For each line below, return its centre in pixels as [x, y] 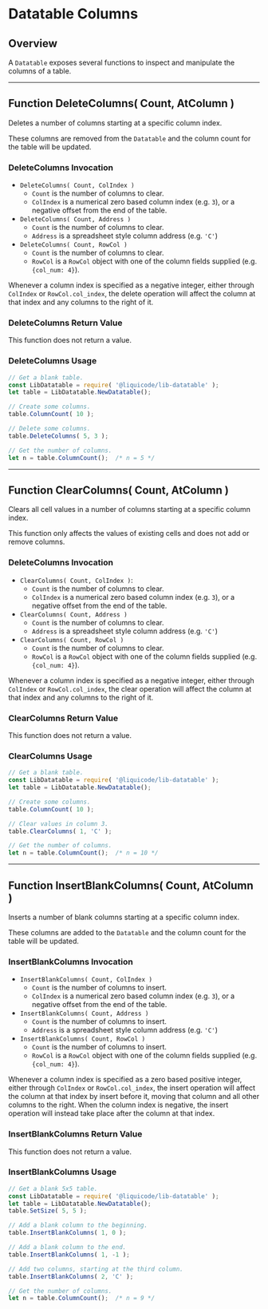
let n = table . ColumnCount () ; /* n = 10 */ [83, 853]
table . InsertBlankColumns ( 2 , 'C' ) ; [71, 1276]
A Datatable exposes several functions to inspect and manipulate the [122, 62]
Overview [33, 44]
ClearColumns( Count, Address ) [73, 615]
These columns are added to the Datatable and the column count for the [127, 932]
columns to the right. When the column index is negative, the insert [118, 1105]
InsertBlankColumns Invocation [71, 962]
